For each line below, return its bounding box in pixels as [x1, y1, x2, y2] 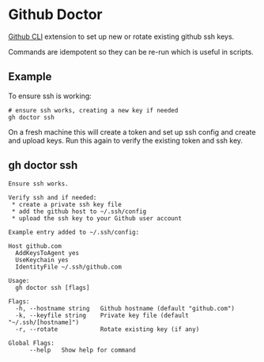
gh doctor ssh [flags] [15, 284, 90, 292]
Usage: [8, 276, 30, 284]
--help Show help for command [28, 346, 136, 354]
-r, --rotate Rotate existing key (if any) [15, 325, 200, 333]
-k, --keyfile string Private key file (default [15, 311, 190, 319]
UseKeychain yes [15, 256, 69, 264]
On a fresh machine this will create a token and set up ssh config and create [8, 127, 256, 136]
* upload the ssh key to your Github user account [11, 214, 182, 223]
